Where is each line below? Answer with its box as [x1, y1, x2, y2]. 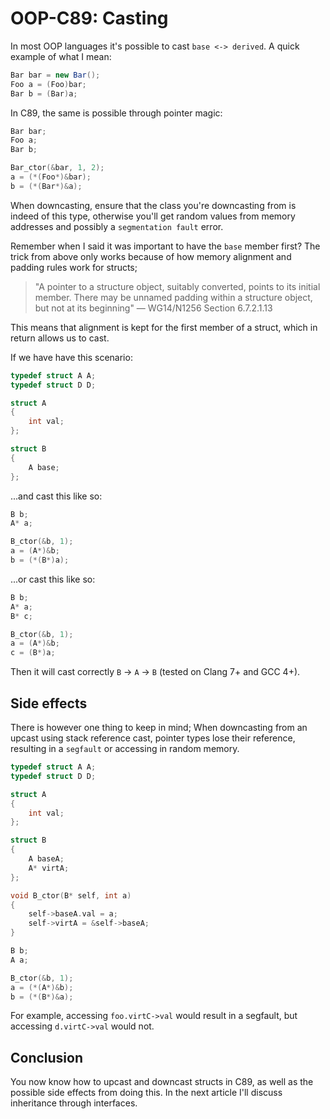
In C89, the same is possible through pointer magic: [10, 107, 223, 119]
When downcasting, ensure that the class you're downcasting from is [10, 199, 297, 211]
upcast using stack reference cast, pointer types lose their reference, [10, 732, 296, 744]
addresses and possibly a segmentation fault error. [10, 220, 224, 232]
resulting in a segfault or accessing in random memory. [10, 743, 240, 754]
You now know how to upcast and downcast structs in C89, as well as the [10, 1076, 314, 1088]
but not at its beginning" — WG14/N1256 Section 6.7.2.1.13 [34, 302, 273, 314]
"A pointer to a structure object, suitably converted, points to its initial [34, 280, 321, 292]
